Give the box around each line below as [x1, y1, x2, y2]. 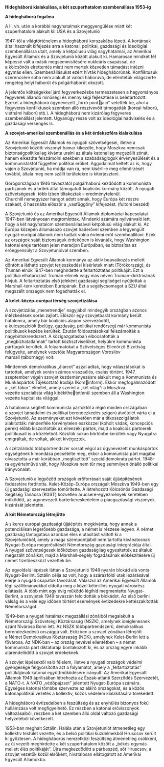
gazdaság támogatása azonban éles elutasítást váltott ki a [5, 532, 122, 537]
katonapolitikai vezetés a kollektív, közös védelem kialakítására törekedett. [5, 690, 155, 696]
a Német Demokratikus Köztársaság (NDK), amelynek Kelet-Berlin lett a [5, 634, 149, 640]
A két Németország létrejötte [5, 511, 65, 517]
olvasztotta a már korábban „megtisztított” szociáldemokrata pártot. [5, 456, 142, 461]
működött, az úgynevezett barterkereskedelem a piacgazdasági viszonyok [5, 497, 155, 503]
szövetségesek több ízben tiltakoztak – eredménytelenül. [5, 191, 121, 197]
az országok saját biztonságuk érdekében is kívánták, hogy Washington [5, 237, 150, 243]
